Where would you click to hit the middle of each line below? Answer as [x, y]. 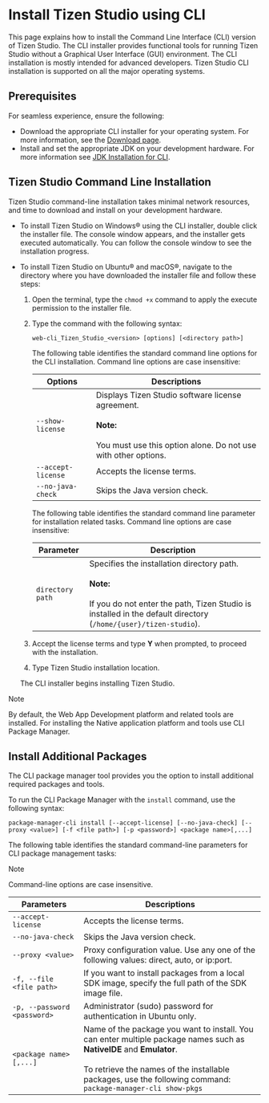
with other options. [131, 455]
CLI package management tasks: [62, 853]
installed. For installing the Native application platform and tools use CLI [126, 722]
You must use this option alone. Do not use [176, 445]
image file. [103, 993]
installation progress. [54, 251]
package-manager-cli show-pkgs [143, 1089]
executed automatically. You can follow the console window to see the [136, 242]
